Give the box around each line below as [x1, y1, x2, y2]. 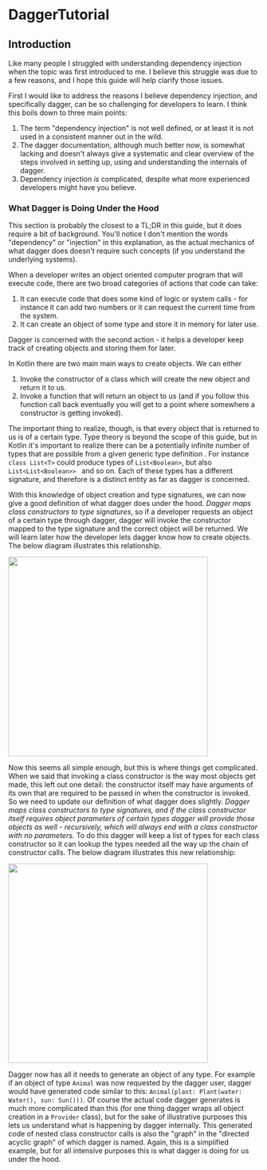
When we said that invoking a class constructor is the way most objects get [8, 772, 257, 781]
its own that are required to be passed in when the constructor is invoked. [8, 789, 251, 798]
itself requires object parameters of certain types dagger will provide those [8, 814, 255, 824]
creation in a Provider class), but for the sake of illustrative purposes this [8, 1112, 248, 1122]
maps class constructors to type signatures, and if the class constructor [8, 805, 246, 815]
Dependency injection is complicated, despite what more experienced [19, 174, 250, 184]
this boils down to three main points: [8, 108, 128, 117]
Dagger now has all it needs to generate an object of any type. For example [8, 1069, 256, 1079]
